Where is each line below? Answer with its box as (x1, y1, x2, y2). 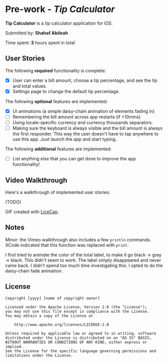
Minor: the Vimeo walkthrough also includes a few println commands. (5, 236, 151, 242)
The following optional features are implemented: (5, 98, 108, 104)
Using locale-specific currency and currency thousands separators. (12, 120, 153, 125)
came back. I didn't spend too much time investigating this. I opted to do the (5, 262, 163, 268)
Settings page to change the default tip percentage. (12, 88, 120, 94)
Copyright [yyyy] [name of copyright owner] (5, 296, 100, 301)
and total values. (12, 83, 47, 89)
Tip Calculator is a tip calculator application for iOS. (5, 20, 113, 26)
